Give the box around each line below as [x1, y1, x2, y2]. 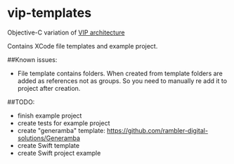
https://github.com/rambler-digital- [106, 126, 209, 134]
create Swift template [17, 141, 79, 149]
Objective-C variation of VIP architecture [7, 28, 125, 37]
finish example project [17, 111, 82, 120]
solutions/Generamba [17, 134, 81, 142]
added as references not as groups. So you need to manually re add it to [17, 76, 227, 85]
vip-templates [7, 5, 92, 21]
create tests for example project [17, 118, 110, 127]
